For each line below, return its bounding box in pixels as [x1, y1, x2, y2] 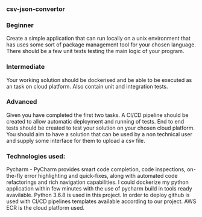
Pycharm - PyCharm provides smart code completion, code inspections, [6, 166, 186, 173]
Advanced [6, 98, 37, 106]
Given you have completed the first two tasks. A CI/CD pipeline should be [6, 111, 189, 119]
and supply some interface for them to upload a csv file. [6, 137, 146, 144]
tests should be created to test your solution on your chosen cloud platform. [6, 124, 195, 131]
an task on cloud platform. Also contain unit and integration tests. [6, 83, 168, 90]
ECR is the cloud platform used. [6, 204, 85, 212]
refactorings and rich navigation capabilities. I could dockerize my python [6, 178, 189, 186]
